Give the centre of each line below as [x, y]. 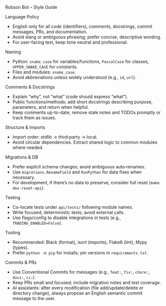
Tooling [13, 232]
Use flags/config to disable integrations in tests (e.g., [67, 218]
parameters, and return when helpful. [50, 107]
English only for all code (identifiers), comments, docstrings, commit [82, 26]
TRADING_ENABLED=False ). [37, 223]
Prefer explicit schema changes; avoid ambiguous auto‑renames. [79, 167]
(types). [20, 247]
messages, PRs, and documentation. [50, 32]
